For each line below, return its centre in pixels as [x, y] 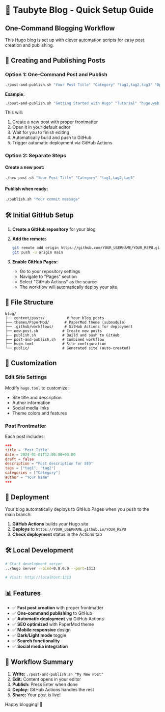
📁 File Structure [29, 302]
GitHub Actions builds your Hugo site [50, 524]
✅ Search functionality [36, 641]
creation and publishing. [29, 45]
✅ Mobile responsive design [41, 630]
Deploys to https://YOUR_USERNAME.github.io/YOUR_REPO [69, 529]
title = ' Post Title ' [27, 450]
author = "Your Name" [27, 477]
